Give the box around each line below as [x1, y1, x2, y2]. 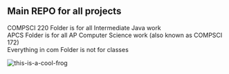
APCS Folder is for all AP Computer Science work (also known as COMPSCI [7, 31, 223, 39]
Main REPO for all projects [7, 5, 122, 17]
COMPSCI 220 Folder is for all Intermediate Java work [7, 23, 161, 32]
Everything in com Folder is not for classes [7, 45, 129, 53]
